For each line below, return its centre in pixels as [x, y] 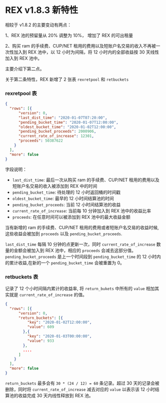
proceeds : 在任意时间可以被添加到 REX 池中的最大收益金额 [71, 217]
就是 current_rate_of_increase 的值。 [48, 295]
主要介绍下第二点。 [25, 69]
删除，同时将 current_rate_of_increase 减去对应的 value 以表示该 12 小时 [80, 389]
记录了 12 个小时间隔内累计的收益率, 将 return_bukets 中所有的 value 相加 [80, 288]
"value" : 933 [41, 341]
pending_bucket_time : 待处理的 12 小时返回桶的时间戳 [66, 192]
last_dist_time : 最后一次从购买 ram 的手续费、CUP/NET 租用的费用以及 [86, 180]
